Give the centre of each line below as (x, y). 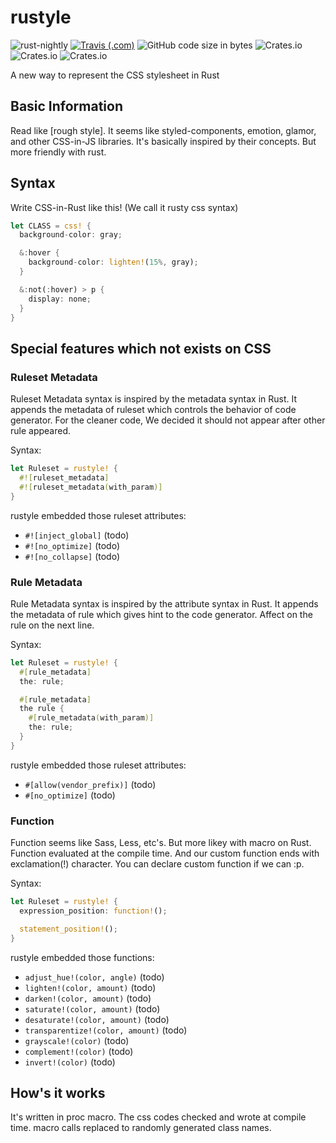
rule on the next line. (52, 625)
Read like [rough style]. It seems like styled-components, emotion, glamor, (163, 130)
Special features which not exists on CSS (141, 348)
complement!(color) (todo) (79, 1051)
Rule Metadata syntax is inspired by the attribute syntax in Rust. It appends (164, 603)
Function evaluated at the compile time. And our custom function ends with (165, 853)
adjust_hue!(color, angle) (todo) (94, 977)
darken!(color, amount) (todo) (88, 998)
